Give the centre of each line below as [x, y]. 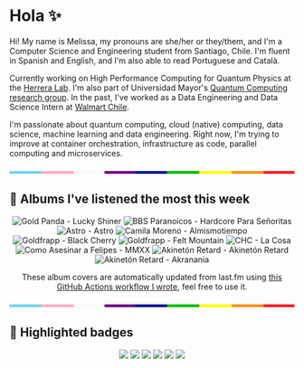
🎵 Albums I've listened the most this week [130, 199]
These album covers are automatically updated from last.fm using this [152, 277]
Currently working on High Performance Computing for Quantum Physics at [150, 78]
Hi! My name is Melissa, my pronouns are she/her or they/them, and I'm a [146, 41]
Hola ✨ [35, 16]
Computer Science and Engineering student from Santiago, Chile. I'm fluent [150, 51]
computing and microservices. [66, 153]
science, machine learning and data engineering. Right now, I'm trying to [144, 134]
